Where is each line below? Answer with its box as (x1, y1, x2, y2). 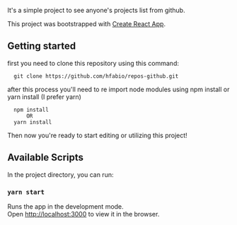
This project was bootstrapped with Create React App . (7, 20, 166, 28)
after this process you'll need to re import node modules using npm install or (7, 85, 230, 93)
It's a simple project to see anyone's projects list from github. (7, 6, 185, 14)
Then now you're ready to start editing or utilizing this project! (7, 131, 187, 139)
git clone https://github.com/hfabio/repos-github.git (13, 72, 179, 80)
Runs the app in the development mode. (7, 202, 124, 211)
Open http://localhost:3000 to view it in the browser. (7, 209, 160, 218)
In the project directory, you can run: (7, 170, 114, 179)
